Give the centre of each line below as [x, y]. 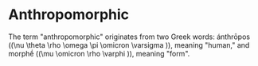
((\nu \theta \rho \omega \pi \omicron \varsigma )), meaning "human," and [129, 45]
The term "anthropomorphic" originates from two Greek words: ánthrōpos [129, 37]
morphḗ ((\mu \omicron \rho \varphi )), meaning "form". [99, 53]
